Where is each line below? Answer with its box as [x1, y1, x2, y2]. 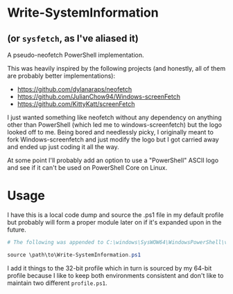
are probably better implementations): [7, 71, 116, 80]
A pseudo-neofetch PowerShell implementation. [7, 51, 144, 59]
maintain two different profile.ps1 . [7, 279, 107, 287]
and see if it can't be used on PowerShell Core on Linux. [7, 164, 168, 171]
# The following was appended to [7, 239, 104, 245]
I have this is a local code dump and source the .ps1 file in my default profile [7, 210, 224, 219]
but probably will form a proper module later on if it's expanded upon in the [7, 218, 222, 226]
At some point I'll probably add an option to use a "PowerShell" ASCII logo [7, 156, 219, 164]
